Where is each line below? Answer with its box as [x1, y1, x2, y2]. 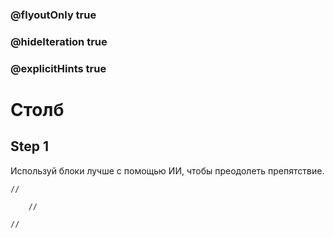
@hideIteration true [10, 34, 108, 48]
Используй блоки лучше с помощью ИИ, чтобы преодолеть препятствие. [10, 164, 325, 177]
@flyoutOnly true [10, 8, 97, 22]
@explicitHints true [10, 61, 107, 75]
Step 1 [10, 138, 50, 155]
